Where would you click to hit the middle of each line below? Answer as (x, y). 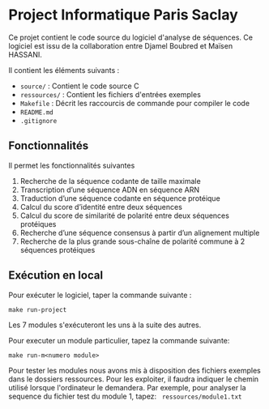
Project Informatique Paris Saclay (124, 15)
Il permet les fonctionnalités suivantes (72, 165)
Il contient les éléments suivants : (64, 70)
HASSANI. (26, 54)
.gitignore (38, 121)
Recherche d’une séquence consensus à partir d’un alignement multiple (140, 232)
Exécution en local (56, 276)
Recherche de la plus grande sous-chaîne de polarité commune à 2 (132, 241)
